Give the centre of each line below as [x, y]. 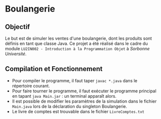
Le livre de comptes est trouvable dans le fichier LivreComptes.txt [78, 111]
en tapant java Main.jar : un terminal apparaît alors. [64, 96]
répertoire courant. [31, 86]
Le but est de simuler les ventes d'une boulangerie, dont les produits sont [79, 38]
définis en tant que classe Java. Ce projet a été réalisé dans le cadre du [76, 44]
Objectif [17, 27]
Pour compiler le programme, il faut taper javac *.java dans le [75, 80]
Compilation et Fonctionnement [54, 69]
